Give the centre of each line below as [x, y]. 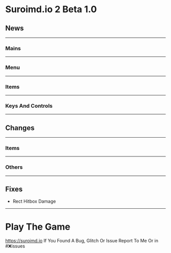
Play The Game [38, 227]
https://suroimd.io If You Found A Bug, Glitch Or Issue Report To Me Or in [82, 241]
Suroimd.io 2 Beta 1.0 [51, 9]
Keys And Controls [29, 106]
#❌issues [15, 246]
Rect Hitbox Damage [34, 201]
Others [14, 167]
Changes [20, 128]
